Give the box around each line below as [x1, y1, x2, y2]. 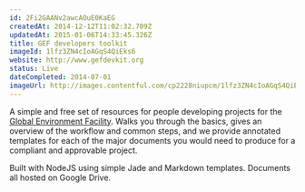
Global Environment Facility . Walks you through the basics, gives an [9, 116, 262, 126]
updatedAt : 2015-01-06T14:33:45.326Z [9, 30, 152, 39]
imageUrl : [9, 81, 47, 90]
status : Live [9, 65, 59, 74]
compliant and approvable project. [9, 145, 138, 156]
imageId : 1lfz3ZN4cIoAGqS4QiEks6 [9, 47, 136, 56]
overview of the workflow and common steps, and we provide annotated [9, 125, 281, 136]
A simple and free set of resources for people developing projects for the [9, 106, 283, 116]
